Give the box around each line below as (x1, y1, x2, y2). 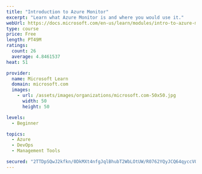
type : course (6, 25, 39, 32)
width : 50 (22, 98, 47, 104)
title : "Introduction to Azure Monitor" (6, 8, 109, 15)
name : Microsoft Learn (11, 76, 69, 82)
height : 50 (22, 104, 50, 110)
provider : (6, 70, 31, 76)
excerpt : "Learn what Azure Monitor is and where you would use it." (6, 14, 185, 20)
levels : (6, 114, 26, 120)
